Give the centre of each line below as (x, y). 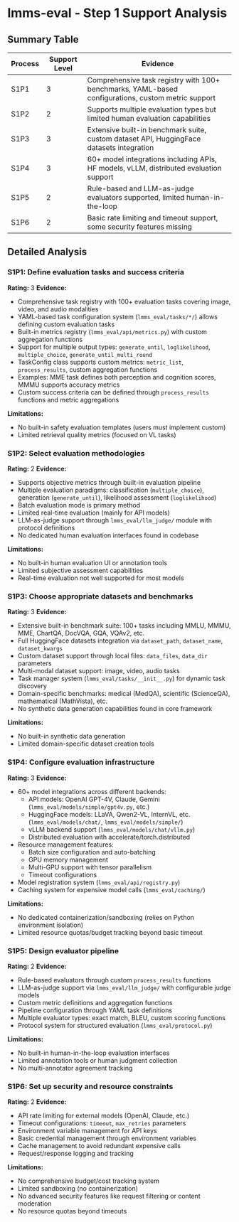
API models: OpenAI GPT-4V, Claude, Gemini (94, 799)
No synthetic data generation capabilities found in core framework (115, 709)
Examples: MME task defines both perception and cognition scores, (117, 377)
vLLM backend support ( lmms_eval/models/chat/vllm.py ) (112, 829)
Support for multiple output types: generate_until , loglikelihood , (114, 347)
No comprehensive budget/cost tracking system (89, 1181)
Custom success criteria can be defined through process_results (113, 392)
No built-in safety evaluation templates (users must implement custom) (122, 427)
